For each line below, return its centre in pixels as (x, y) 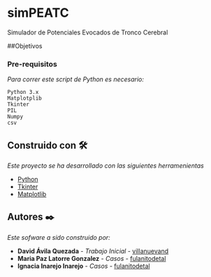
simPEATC (38, 13)
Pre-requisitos (32, 64)
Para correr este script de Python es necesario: (76, 79)
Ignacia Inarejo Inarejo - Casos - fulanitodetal (83, 266)
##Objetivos (25, 46)
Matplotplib (24, 99)
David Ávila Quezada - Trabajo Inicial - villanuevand (93, 251)
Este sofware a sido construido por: (59, 237)
